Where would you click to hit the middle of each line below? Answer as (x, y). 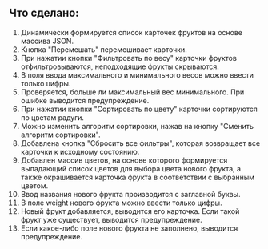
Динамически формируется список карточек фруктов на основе (132, 32)
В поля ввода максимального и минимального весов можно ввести (137, 74)
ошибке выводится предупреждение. (85, 100)
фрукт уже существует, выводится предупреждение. (111, 219)
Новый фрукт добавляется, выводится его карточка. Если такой (130, 211)
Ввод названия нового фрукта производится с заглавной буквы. (130, 194)
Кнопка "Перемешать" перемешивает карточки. (104, 49)
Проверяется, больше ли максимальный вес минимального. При (132, 92)
